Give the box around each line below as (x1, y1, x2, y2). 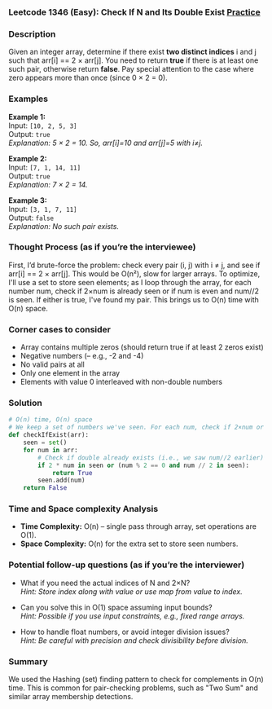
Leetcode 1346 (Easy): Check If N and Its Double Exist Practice (8, 7, 261, 18)
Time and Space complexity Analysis (8, 504, 159, 515)
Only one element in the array (20, 368, 121, 378)
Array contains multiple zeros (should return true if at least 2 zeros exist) (20, 342, 265, 352)
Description (8, 28, 56, 39)
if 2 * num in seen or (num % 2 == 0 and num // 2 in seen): (37, 461, 250, 469)
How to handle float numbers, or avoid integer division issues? (20, 627, 230, 636)
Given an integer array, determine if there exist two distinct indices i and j (8, 47, 257, 57)
